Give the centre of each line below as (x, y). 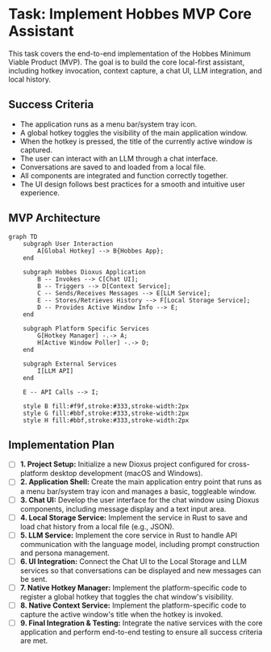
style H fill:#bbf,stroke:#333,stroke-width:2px (106, 420)
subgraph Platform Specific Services (86, 328)
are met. (34, 640)
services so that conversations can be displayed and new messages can (140, 570)
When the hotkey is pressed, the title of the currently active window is (136, 141)
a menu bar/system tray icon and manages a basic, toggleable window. (138, 491)
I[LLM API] (56, 371)
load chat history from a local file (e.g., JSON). (97, 526)
